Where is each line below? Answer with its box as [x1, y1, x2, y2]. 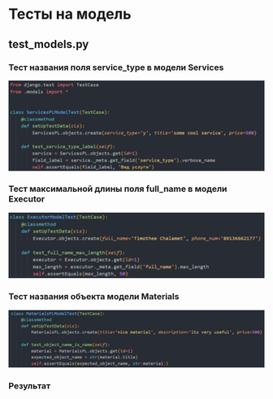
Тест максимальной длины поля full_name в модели [8, 184, 227, 195]
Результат [8, 379, 51, 391]
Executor [8, 193, 45, 205]
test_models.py [8, 37, 89, 51]
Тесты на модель [8, 5, 132, 24]
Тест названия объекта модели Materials [8, 291, 180, 302]
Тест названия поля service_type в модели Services [8, 62, 224, 73]
